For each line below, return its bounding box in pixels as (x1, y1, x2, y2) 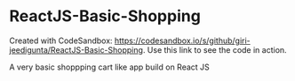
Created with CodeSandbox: (9, 35, 113, 46)
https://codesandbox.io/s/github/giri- (114, 35, 251, 46)
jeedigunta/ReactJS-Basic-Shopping (9, 44, 144, 55)
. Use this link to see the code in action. (142, 44, 287, 55)
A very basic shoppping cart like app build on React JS (9, 62, 211, 72)
